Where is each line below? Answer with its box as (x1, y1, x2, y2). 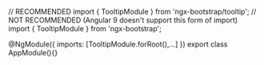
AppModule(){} (8, 48, 58, 57)
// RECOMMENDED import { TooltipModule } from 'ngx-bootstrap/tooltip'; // (8, 7, 257, 16)
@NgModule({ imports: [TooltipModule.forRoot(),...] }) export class (8, 39, 228, 49)
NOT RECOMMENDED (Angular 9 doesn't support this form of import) (8, 15, 238, 25)
